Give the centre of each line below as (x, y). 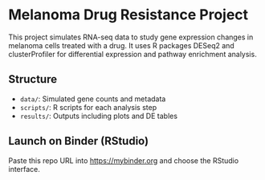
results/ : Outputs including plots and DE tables (99, 116)
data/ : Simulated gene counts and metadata (93, 99)
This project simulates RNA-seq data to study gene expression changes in (131, 37)
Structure (33, 79)
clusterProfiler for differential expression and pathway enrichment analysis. (132, 54)
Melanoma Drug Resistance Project (128, 15)
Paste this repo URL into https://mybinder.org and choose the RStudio (124, 160)
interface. (24, 169)
